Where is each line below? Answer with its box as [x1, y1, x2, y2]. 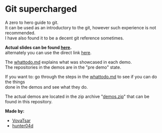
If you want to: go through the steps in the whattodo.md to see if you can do [5, 74, 157, 79]
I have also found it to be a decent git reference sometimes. [5, 35, 124, 41]
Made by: [5, 108, 25, 114]
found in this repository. [5, 98, 52, 104]
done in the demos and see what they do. [5, 84, 88, 90]
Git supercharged [5, 3, 77, 15]
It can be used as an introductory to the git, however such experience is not [5, 24, 156, 30]
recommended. [5, 30, 35, 36]
